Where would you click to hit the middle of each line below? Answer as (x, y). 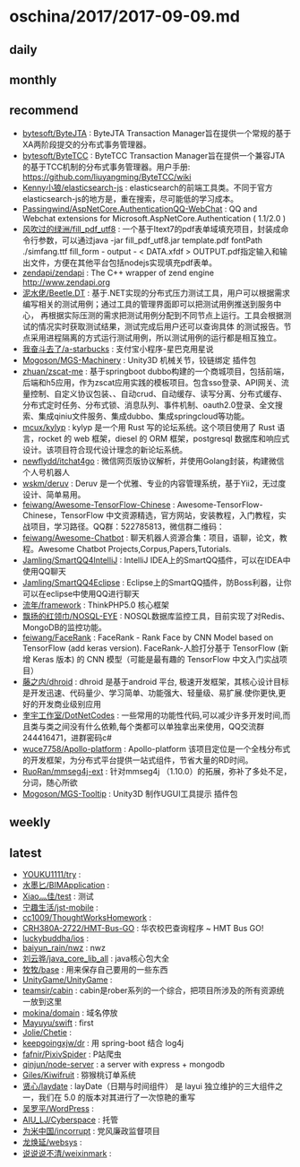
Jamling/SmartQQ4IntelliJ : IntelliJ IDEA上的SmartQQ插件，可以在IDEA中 (156, 560)
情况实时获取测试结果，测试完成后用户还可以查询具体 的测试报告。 (161, 326)
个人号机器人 (46, 471)
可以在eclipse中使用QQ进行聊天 (81, 593)
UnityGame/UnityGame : (67, 980)
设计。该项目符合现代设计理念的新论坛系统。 (105, 449)
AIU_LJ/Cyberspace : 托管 (70, 1119)
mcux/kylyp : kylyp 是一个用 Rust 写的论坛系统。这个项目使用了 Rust (149, 427)
